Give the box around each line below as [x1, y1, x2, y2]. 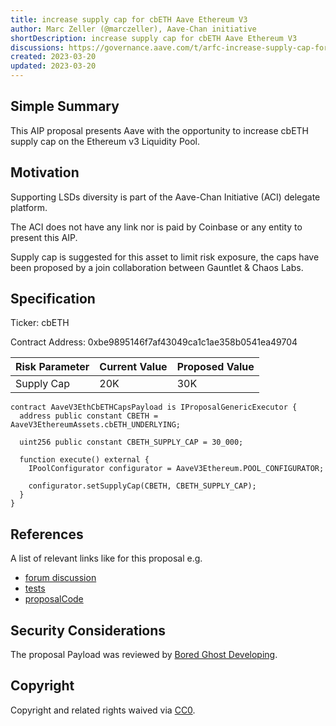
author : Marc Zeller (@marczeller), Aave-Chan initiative [10, 24, 257, 34]
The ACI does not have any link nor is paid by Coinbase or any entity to [10, 221, 303, 233]
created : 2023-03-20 [10, 52, 97, 62]
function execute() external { [19, 455, 150, 465]
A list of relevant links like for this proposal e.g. [10, 552, 203, 565]
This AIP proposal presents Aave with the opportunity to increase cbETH [10, 124, 310, 136]
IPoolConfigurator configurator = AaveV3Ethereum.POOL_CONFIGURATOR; [28, 464, 325, 474]
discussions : [10, 42, 65, 53]
